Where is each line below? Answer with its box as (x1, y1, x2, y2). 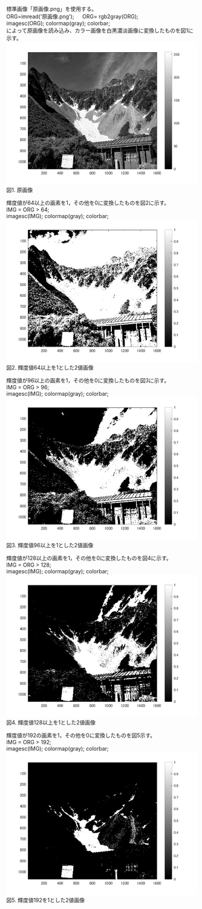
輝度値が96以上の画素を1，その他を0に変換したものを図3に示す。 (6, 376, 170, 384)
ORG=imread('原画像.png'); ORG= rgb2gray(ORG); (6, 13, 139, 20)
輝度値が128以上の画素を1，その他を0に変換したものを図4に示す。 (6, 554, 172, 562)
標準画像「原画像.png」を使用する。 (6, 5, 97, 12)
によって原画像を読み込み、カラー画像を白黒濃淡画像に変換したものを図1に (6, 27, 194, 34)
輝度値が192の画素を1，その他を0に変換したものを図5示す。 (6, 732, 156, 739)
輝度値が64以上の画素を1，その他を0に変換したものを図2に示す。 (6, 199, 170, 206)
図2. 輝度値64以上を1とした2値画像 (6, 364, 94, 371)
